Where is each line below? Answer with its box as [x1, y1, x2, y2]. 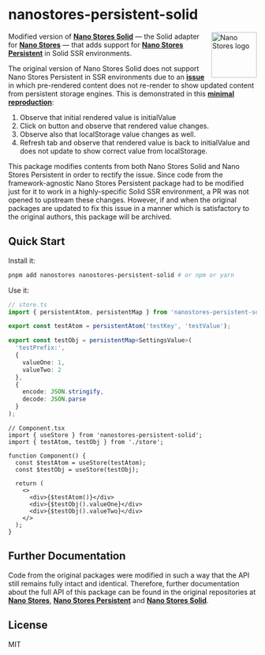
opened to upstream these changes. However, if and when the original [8, 195, 237, 205]
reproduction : [8, 97, 54, 107]
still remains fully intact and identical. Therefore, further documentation [8, 578, 240, 588]
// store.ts [8, 300, 47, 309]
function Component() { [8, 452, 87, 460]
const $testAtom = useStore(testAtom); [15, 458, 147, 467]
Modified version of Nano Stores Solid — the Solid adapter [8, 32, 200, 41]
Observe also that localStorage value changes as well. [19, 129, 196, 139]
